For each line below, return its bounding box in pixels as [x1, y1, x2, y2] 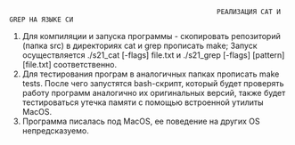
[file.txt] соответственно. [21, 60, 118, 69]
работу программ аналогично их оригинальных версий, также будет [21, 88, 286, 98]
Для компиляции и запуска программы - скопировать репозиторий [21, 31, 281, 41]
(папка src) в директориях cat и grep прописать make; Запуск [21, 40, 258, 51]
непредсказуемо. [21, 125, 89, 136]
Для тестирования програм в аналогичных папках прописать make [21, 68, 280, 79]
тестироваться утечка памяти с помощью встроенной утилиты [21, 97, 264, 108]
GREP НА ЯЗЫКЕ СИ [9, 15, 74, 24]
